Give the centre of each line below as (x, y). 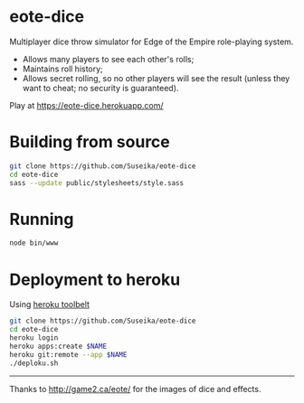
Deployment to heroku (95, 280)
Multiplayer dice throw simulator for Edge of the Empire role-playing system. (152, 42)
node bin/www (34, 243)
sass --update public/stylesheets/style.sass (96, 183)
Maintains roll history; (63, 69)
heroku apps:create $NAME (58, 346)
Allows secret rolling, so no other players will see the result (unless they (156, 78)
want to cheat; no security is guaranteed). (100, 88)
